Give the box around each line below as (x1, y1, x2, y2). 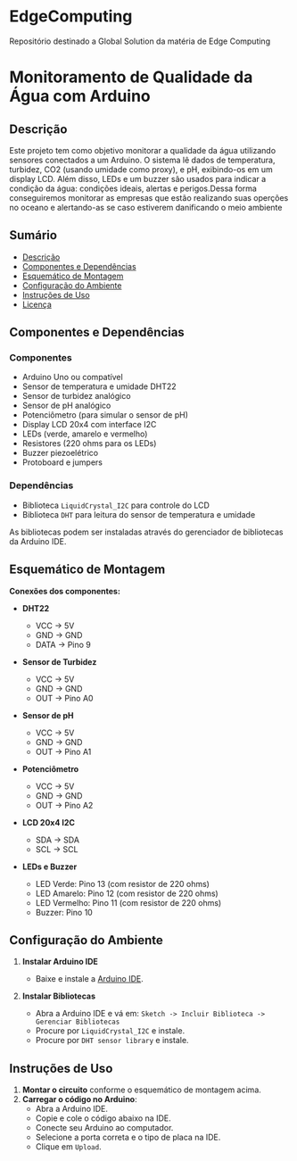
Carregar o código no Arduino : (21, 1094, 137, 1105)
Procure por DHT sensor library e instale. (35, 1035, 189, 1046)
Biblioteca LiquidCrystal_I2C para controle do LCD (21, 500, 210, 510)
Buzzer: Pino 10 (35, 907, 94, 917)
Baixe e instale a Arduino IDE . (35, 974, 144, 984)
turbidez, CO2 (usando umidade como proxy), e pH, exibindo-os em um (9, 163, 274, 175)
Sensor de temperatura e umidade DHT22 (21, 381, 177, 392)
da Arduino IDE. (9, 535, 67, 546)
